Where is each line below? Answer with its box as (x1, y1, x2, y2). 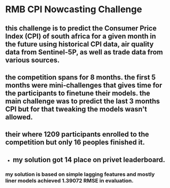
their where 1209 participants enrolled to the (5, 130, 149, 139)
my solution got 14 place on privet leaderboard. (12, 155, 165, 164)
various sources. (5, 56, 60, 64)
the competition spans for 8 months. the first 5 (5, 73, 156, 82)
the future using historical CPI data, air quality (5, 40, 154, 48)
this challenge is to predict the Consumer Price (5, 24, 157, 33)
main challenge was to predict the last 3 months (5, 97, 160, 105)
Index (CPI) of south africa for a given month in (5, 32, 156, 40)
